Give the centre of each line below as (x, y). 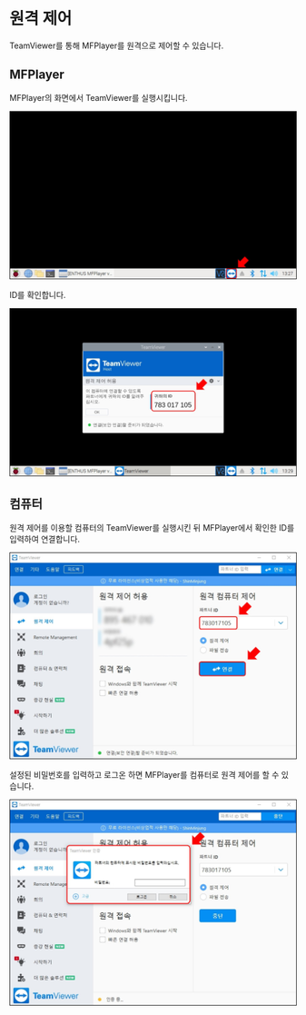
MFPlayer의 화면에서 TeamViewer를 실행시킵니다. (99, 97)
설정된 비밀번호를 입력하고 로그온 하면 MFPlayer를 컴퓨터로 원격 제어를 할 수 (144, 774)
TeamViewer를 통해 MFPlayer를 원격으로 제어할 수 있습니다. (117, 45)
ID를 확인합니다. (38, 295)
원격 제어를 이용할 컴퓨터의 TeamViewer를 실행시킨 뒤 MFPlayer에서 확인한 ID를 (152, 527)
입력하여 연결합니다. (44, 539)
